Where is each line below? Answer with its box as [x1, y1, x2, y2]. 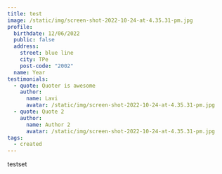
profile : [7, 23, 33, 30]
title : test [7, 10, 42, 18]
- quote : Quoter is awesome [13, 82, 96, 89]
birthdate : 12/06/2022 [13, 29, 80, 37]
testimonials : [7, 75, 49, 83]
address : [13, 43, 39, 50]
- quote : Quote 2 [13, 108, 65, 115]
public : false [13, 36, 55, 43]
